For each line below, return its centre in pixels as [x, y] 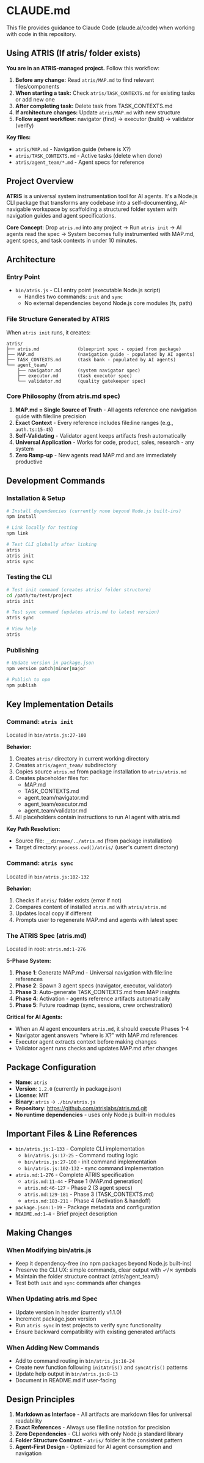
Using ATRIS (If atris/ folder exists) [74, 53]
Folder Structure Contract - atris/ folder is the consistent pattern [99, 1440]
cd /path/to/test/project [39, 595]
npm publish [21, 685]
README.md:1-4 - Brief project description [66, 1214]
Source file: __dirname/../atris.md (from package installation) [93, 841]
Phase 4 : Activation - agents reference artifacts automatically [93, 999]
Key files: [19, 137]
